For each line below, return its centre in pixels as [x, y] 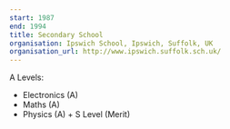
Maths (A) [41, 104]
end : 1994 [28, 26]
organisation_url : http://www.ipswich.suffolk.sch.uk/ [115, 52]
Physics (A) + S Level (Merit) [76, 114]
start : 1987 [32, 18]
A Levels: [26, 77]
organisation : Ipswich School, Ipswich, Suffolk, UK [111, 43]
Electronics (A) [50, 95]
